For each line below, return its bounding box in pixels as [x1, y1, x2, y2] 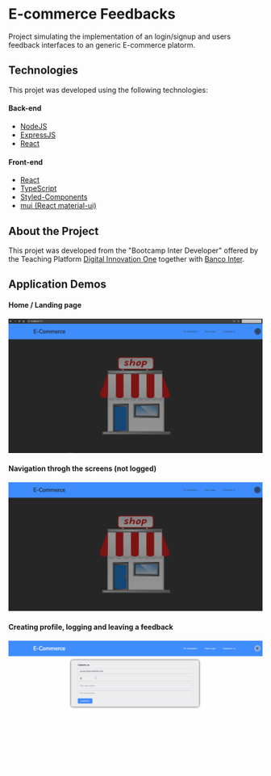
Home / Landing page [8, 300, 82, 309]
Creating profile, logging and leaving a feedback [8, 623, 173, 632]
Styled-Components [19, 192, 88, 202]
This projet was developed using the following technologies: [8, 85, 208, 94]
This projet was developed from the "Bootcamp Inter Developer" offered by [8, 245, 259, 255]
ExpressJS [19, 130, 56, 140]
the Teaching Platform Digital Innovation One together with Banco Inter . [8, 254, 245, 263]
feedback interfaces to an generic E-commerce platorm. [8, 40, 196, 49]
